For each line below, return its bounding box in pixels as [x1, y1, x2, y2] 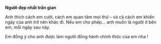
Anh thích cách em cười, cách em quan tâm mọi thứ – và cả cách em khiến [5, 14, 155, 20]
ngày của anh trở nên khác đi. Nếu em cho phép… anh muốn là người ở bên [5, 19, 157, 25]
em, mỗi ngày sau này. [5, 24, 50, 30]
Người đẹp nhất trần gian [5, 5, 57, 10]
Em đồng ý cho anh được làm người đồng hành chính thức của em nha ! [5, 34, 149, 39]
